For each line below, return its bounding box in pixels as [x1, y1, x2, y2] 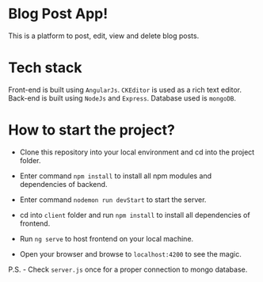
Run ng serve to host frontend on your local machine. [19, 234, 194, 243]
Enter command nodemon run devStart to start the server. [19, 195, 207, 204]
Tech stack [8, 59, 82, 77]
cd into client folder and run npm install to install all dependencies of [19, 210, 251, 219]
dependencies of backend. [19, 179, 108, 189]
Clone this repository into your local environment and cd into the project [19, 147, 255, 157]
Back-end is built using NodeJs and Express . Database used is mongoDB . [8, 93, 236, 103]
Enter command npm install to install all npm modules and [19, 171, 212, 181]
